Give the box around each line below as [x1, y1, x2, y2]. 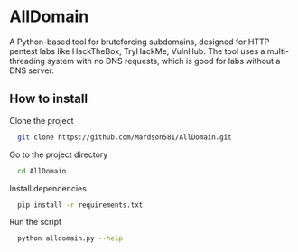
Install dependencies [9, 182, 88, 193]
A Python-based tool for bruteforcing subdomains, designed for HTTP [9, 36, 270, 47]
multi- [266, 45, 290, 56]
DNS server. [9, 65, 54, 76]
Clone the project [9, 115, 74, 126]
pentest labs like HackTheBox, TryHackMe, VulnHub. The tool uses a [9, 45, 265, 56]
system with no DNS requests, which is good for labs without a [46, 55, 281, 66]
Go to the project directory [9, 149, 108, 160]
